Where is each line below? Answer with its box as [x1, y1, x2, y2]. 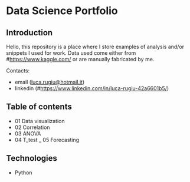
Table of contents [6, 102, 72, 112]
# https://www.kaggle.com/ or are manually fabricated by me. [6, 56, 155, 62]
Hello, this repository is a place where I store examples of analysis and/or [6, 43, 185, 50]
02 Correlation [14, 124, 50, 131]
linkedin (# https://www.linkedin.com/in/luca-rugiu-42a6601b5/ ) [14, 85, 169, 92]
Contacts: [6, 67, 30, 74]
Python [14, 169, 32, 176]
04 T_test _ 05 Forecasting [14, 136, 80, 143]
